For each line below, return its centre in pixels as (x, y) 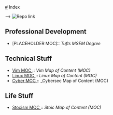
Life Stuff (19, 96)
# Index (13, 7)
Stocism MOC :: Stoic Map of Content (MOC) (56, 107)
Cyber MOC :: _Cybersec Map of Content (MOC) (60, 81)
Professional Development (46, 32)
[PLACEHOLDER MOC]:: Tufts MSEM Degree (56, 43)
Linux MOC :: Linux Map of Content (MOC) (54, 75)
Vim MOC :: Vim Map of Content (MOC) (51, 70)
